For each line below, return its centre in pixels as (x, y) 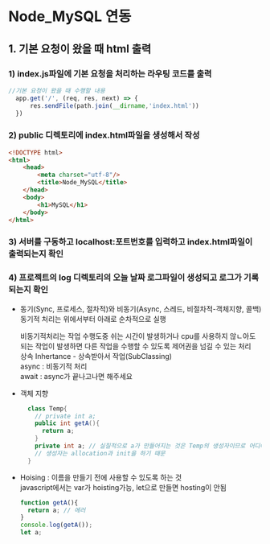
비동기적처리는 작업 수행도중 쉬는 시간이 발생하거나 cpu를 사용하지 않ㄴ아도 (138, 336)
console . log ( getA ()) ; (56, 525)
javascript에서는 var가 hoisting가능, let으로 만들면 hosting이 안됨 (123, 487)
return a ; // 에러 (57, 510)
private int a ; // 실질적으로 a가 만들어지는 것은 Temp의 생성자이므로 (140, 446)
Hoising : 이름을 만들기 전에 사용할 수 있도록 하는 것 (101, 477)
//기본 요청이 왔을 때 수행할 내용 (57, 91)
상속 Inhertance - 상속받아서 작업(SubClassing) (96, 356)
